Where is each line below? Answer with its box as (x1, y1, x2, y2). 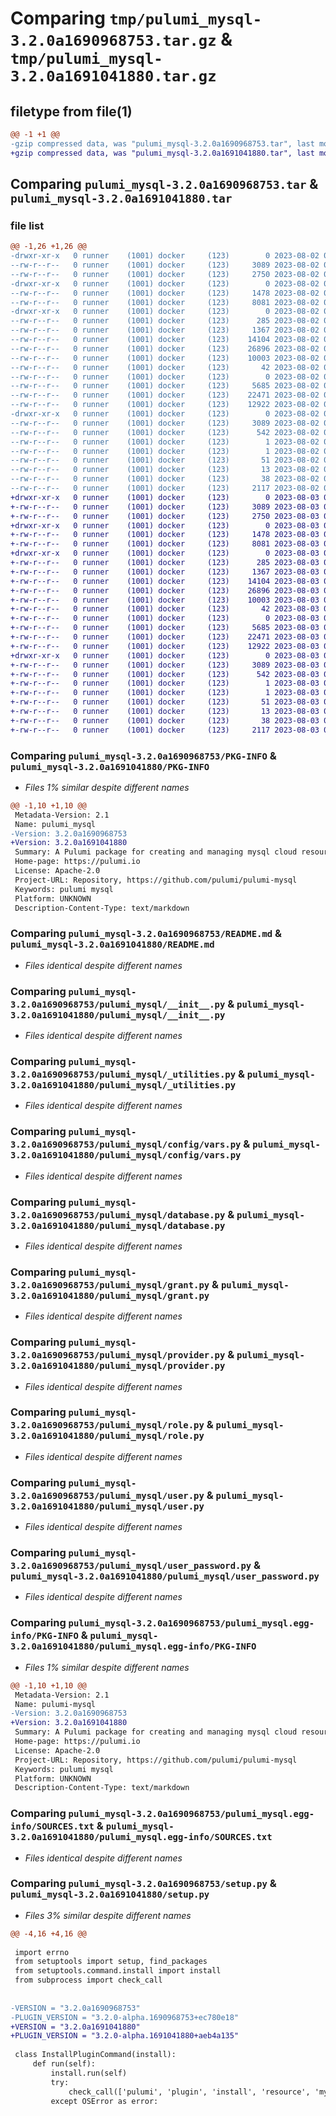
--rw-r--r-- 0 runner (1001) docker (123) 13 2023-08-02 (10, 465, 320, 475)
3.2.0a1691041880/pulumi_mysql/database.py (10, 1220, 226, 1231)
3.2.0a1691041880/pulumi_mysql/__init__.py (10, 1009, 226, 1021)
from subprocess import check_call (14, 1975, 163, 1986)
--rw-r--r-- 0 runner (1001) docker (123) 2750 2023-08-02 (10, 269, 320, 279)
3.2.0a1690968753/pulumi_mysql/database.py (10, 1209, 226, 1221)
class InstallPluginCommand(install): (14, 2050, 177, 2060)
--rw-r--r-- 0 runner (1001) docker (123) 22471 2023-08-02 (10, 390, 320, 401)
